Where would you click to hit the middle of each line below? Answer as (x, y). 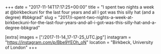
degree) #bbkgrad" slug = (31, 17)
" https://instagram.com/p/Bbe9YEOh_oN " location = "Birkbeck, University (79, 42)
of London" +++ (21, 47)
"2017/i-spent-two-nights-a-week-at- (96, 17)
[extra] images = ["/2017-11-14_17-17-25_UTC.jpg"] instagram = (68, 37)
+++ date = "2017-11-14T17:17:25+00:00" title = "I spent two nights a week (80, 7)
